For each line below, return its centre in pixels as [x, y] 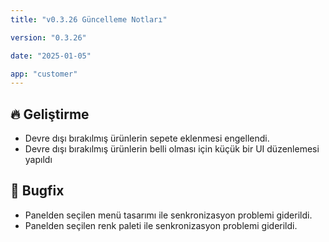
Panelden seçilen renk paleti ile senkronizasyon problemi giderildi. [161, 225]
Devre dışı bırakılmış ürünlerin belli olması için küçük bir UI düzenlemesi [172, 149]
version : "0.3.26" [48, 37]
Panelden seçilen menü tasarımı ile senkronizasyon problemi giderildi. [168, 215]
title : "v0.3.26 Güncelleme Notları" [89, 19]
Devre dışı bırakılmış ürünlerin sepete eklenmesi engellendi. [147, 138]
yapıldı [38, 160]
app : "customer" [44, 74]
